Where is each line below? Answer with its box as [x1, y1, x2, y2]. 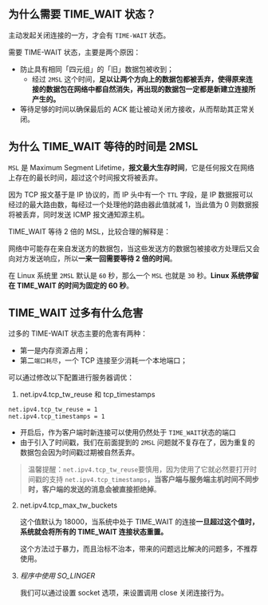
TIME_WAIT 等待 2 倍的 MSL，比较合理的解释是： [8, 226, 171, 236]
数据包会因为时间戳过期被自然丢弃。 [19, 448, 140, 457]
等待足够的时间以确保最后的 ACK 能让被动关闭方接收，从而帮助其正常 [19, 104, 249, 113]
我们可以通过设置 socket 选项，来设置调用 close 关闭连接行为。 [19, 588, 229, 598]
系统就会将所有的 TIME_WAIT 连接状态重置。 [19, 527, 168, 537]
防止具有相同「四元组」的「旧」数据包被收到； [19, 64, 174, 74]
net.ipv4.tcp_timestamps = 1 [8, 412, 105, 421]
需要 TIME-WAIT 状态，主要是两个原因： [8, 47, 141, 57]
